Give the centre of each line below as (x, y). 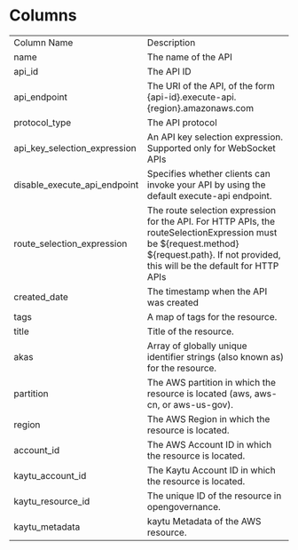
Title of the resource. (191, 331)
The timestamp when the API (207, 291)
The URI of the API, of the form (211, 85)
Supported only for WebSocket (212, 147)
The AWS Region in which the (208, 418)
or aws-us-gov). (198, 404)
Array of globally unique (197, 346)
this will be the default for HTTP (213, 266)
